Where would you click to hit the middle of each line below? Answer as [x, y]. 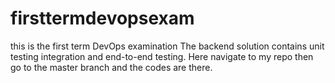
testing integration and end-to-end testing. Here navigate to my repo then [162, 56]
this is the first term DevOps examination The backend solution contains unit [167, 46]
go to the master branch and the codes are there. [111, 67]
